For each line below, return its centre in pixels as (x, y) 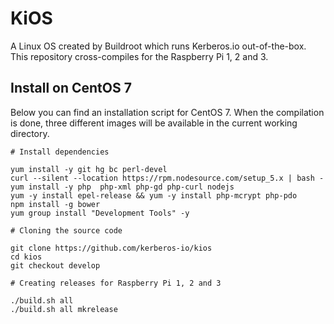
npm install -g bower (55, 204)
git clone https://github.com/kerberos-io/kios (111, 248)
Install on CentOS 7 (71, 88)
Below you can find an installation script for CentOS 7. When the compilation (167, 112)
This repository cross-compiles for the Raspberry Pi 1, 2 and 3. (139, 56)
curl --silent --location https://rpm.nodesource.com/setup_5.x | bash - (167, 178)
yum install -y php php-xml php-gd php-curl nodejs (122, 187)
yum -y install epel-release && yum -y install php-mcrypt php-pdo (154, 195)
